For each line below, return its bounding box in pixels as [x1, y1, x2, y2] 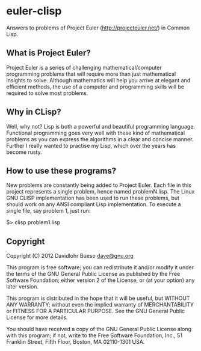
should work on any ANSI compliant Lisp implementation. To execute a [6, 201, 181, 208]
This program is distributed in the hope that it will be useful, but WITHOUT [6, 295, 190, 302]
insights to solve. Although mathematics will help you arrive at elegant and [6, 76, 191, 84]
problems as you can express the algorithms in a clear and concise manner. [6, 135, 194, 142]
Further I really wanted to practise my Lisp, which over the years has [6, 142, 176, 149]
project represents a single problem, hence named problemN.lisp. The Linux [6, 188, 195, 195]
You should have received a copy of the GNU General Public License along [6, 326, 191, 333]
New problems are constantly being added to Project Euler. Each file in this [6, 182, 191, 189]
